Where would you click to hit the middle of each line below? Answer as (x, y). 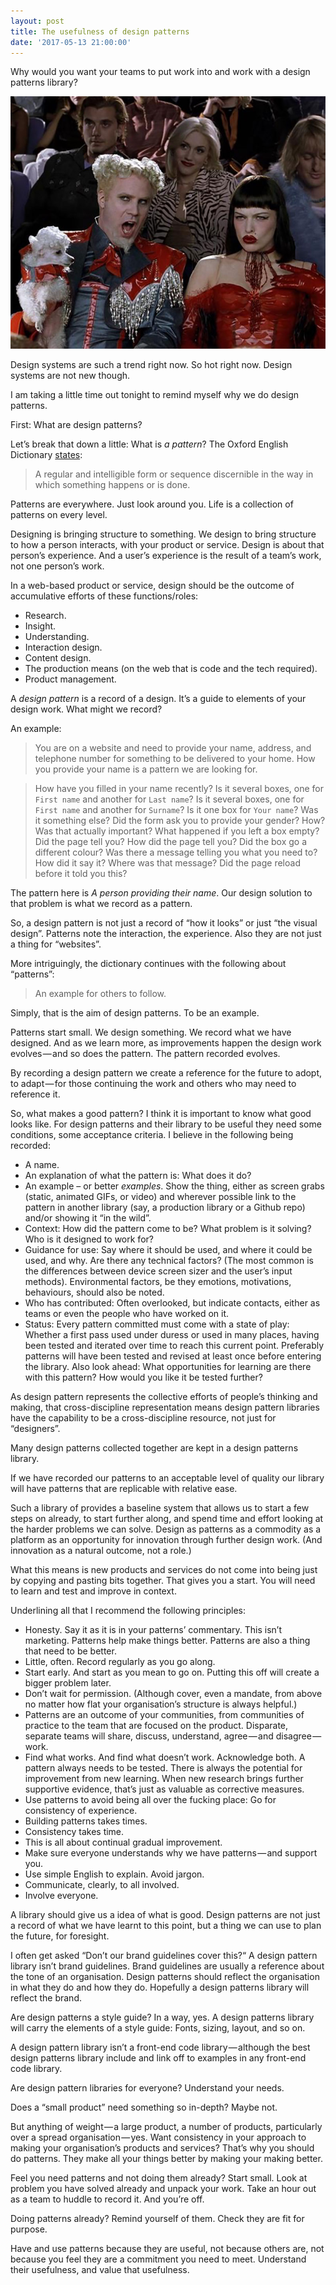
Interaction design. (63, 647)
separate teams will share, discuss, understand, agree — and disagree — (173, 1736)
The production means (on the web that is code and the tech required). (171, 668)
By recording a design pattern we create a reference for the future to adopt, (166, 1072)
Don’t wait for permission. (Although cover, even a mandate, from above (173, 1693)
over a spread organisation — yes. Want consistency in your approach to (158, 2137)
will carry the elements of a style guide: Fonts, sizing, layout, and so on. (158, 2027)
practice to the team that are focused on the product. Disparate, (156, 1725)
